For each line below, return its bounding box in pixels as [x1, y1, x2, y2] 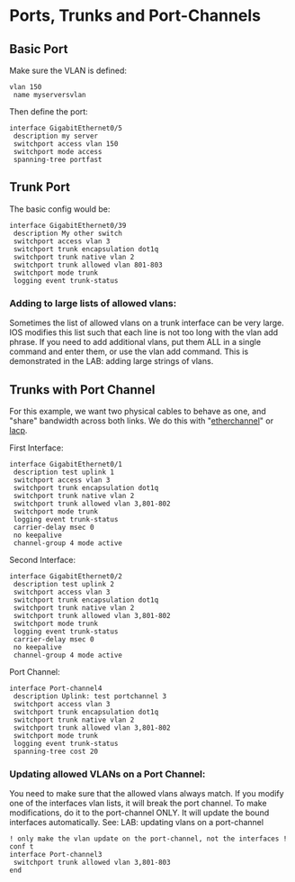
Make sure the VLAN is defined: [9, 65, 128, 76]
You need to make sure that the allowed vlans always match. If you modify [9, 788, 285, 799]
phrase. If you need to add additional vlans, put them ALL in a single [9, 337, 262, 348]
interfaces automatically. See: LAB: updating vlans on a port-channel [9, 817, 264, 828]
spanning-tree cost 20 [13, 747, 99, 756]
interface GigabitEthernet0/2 [9, 571, 123, 581]
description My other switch [13, 229, 123, 238]
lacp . [9, 424, 28, 435]
